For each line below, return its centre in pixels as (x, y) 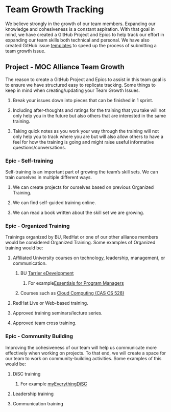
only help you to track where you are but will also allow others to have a (88, 136)
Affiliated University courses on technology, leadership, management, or (89, 258)
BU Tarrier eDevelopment (47, 273)
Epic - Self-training (29, 161)
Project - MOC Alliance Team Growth (65, 67)
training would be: (24, 248)
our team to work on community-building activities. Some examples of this (83, 358)
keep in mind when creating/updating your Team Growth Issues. (73, 90)
